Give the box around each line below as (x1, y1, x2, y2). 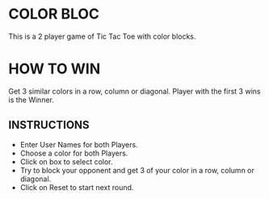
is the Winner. (8, 94, 54, 105)
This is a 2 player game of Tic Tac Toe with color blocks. (8, 31, 196, 41)
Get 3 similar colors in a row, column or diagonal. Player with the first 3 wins (8, 86, 261, 96)
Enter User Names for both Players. (19, 139, 139, 149)
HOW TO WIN (8, 60, 101, 78)
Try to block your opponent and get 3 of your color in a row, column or (19, 165, 254, 175)
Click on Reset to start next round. (19, 182, 134, 192)
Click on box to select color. (19, 156, 113, 166)
